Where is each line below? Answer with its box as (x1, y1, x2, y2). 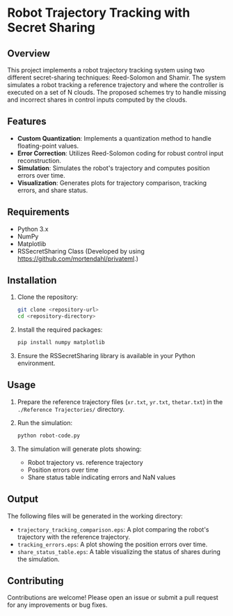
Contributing (7, 575, 64, 587)
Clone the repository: (17, 293, 79, 301)
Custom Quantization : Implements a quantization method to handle (17, 134, 212, 142)
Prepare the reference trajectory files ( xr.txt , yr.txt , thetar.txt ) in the (17, 397, 223, 406)
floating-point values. (17, 141, 79, 150)
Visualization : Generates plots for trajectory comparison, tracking (17, 178, 207, 187)
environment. (17, 359, 56, 367)
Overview (7, 47, 51, 59)
